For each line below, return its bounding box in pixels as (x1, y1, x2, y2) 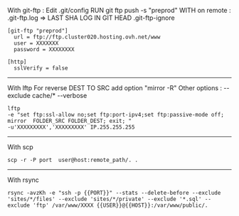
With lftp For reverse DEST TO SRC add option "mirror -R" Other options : (7, 84, 223, 92)
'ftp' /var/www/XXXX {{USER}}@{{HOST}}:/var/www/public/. (33, 202, 208, 209)
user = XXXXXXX (14, 40, 59, 47)
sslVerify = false (14, 65, 69, 72)
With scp (7, 143, 33, 151)
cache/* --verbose (31, 92, 87, 99)
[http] (7, 58, 27, 65)
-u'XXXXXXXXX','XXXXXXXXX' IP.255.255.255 (7, 124, 135, 131)
